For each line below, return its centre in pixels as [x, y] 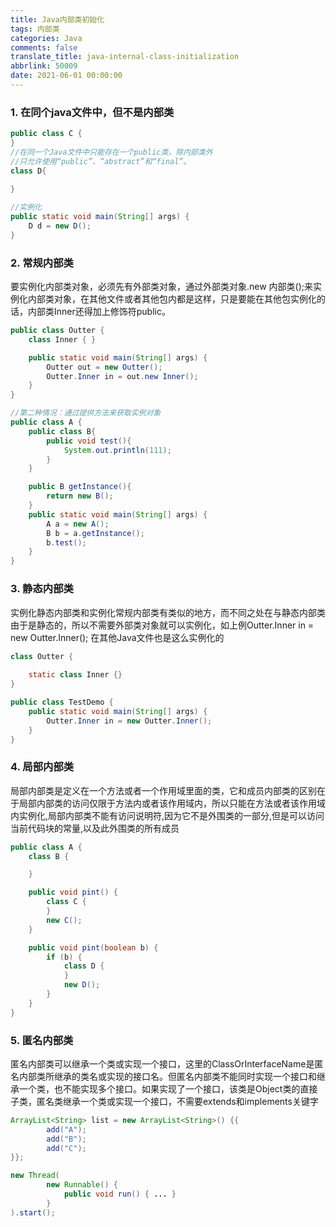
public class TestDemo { [62, 702]
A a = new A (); [78, 524]
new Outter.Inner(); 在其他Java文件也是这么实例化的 [117, 637]
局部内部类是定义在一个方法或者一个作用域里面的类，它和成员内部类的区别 [163, 790]
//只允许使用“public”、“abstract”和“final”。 [101, 161]
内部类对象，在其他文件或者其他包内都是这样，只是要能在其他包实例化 [172, 299]
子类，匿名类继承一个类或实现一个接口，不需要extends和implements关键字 [164, 1101]
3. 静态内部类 [42, 589]
